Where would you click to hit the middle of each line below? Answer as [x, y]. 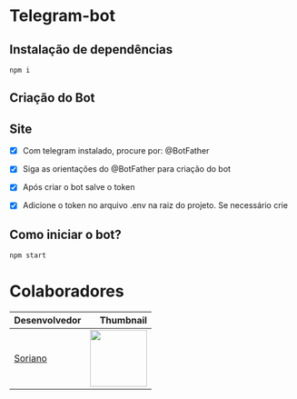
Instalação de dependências [91, 50]
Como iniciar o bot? [66, 234]
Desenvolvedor [48, 321]
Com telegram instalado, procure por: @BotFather [116, 151]
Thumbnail [124, 321]
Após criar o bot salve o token [79, 187]
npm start [28, 255]
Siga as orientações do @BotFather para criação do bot [127, 169]
